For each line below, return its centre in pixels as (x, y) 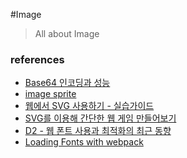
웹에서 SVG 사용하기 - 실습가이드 (89, 106)
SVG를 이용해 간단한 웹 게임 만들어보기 (100, 118)
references (37, 59)
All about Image (67, 33)
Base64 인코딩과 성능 (67, 83)
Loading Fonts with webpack (84, 142)
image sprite (50, 94)
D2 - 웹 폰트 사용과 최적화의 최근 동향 (98, 131)
